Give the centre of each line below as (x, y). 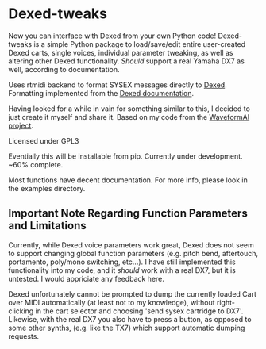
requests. (24, 336)
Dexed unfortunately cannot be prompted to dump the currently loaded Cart (132, 293)
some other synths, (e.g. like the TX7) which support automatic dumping (127, 328)
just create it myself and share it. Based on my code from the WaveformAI (129, 117)
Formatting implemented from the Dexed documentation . (101, 93)
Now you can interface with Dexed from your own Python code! (112, 36)
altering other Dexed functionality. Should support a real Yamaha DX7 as (126, 61)
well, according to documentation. (64, 69)
